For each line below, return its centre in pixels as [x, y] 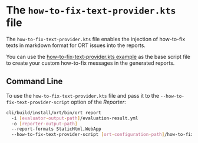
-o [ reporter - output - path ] [44, 124]
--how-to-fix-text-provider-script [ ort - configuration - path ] [88, 135]
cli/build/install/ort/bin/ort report [54, 112]
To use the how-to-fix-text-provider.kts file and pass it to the [83, 95]
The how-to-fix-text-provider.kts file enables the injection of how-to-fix [96, 39]
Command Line [34, 82]
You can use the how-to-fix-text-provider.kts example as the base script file [98, 56]
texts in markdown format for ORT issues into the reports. [76, 45]
